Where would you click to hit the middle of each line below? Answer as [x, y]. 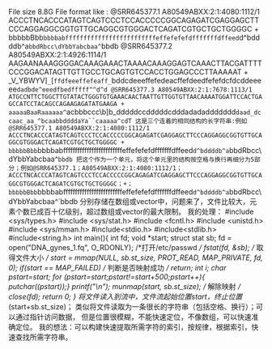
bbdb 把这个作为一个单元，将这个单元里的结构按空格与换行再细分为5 [156, 160]
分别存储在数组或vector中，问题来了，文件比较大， [165, 201]
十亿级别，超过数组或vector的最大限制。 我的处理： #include [152, 211]
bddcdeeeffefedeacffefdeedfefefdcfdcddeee [186, 81]
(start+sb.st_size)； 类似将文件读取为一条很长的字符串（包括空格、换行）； [132, 306]
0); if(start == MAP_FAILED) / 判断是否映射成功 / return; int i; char [117, 268]
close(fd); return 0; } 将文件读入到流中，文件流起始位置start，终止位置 [125, 296]
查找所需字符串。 [44, 337]
